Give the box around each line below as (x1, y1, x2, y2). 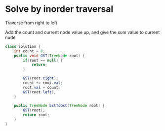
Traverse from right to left (5, 20, 58, 26)
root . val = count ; (23, 85, 61, 90)
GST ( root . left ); (23, 90, 56, 95)
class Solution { (5, 44, 41, 49)
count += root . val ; (23, 80, 63, 86)
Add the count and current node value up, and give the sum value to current (5, 29, 160, 35)
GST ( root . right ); (23, 76, 58, 81)
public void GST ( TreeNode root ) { (14, 53, 85, 58)
